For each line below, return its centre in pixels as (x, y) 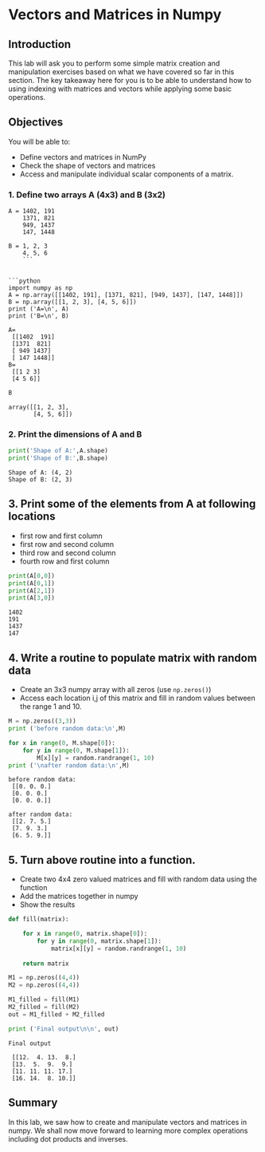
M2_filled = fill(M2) (44, 1008)
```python (25, 281)
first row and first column (61, 536)
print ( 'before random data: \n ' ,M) (67, 729)
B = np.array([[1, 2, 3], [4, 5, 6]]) (72, 302)
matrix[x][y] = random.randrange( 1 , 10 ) (119, 948)
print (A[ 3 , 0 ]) (32, 598)
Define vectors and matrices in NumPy (83, 156)
